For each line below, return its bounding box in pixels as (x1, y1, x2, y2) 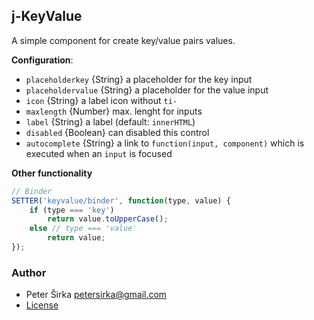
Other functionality (11, 167, 93, 179)
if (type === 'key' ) (29, 205, 115, 215)
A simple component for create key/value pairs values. (11, 34, 236, 46)
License (25, 299, 59, 311)
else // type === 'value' (29, 224, 138, 234)
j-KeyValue (11, 8, 83, 25)
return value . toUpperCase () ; (47, 214, 169, 224)
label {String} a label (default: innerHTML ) (25, 115, 196, 128)
